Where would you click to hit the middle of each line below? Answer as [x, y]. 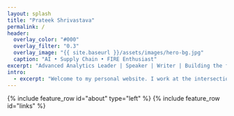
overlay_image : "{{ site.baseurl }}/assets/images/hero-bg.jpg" [109, 53]
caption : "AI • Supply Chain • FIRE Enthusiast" [85, 59]
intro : [17, 72]
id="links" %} [27, 106]
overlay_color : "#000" [46, 40]
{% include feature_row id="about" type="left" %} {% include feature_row [114, 99]
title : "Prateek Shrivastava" [51, 20]
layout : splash [29, 14]
